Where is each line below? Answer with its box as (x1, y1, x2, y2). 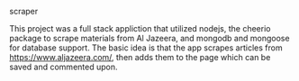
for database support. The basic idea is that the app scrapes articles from (9, 42, 283, 53)
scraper (9, 6, 39, 16)
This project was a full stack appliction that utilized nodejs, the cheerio (9, 23, 271, 33)
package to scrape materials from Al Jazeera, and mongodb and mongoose (9, 33, 290, 43)
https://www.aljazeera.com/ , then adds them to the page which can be (9, 52, 271, 62)
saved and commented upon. (9, 61, 118, 72)
